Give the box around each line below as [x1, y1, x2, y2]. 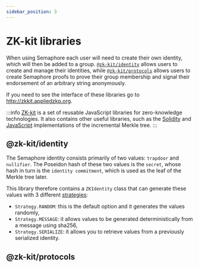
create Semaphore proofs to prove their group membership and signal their [6, 73, 190, 80]
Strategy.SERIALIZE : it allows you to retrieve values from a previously [14, 228, 184, 235]
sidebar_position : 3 [6, 8, 58, 15]
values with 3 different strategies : [6, 191, 88, 198]
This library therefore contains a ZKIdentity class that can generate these [6, 185, 187, 192]
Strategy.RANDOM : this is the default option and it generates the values [14, 203, 185, 210]
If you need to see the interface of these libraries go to [6, 91, 140, 98]
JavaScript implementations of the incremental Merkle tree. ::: [6, 121, 157, 129]
